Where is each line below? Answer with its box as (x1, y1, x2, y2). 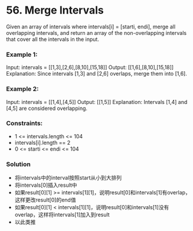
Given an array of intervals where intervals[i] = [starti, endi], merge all (6, 23, 176, 30)
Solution (6, 160, 31, 168)
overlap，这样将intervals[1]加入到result (14, 211, 110, 219)
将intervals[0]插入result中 (14, 181, 78, 189)
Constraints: (6, 119, 43, 128)
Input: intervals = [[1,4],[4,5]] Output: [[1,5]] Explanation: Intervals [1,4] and (6, 98, 188, 105)
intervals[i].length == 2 (14, 139, 71, 146)
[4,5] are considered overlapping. (6, 105, 87, 112)
